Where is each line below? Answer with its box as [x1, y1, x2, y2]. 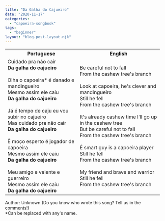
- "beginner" [9, 30, 36, 35]
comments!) [5, 205, 29, 211]
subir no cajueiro [7, 113, 47, 120]
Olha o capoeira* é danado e [7, 77, 75, 83]
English [110, 50, 128, 57]
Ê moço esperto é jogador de [7, 138, 75, 145]
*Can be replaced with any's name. [5, 210, 77, 216]
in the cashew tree [80, 119, 123, 126]
